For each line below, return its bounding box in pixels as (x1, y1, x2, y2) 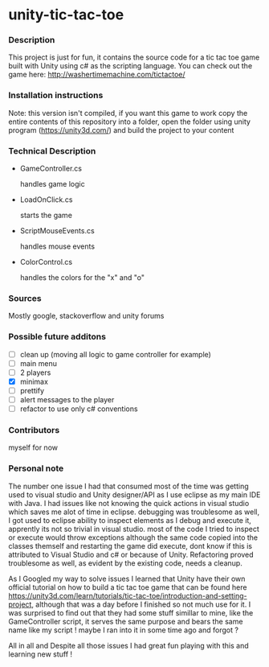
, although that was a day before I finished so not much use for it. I (31, 599, 251, 609)
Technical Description (8, 145, 96, 156)
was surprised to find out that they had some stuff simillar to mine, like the (8, 607, 254, 617)
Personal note (8, 463, 64, 474)
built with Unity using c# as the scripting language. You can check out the (8, 61, 253, 71)
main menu (19, 358, 58, 368)
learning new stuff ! (8, 649, 73, 659)
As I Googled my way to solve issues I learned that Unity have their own (8, 574, 246, 583)
